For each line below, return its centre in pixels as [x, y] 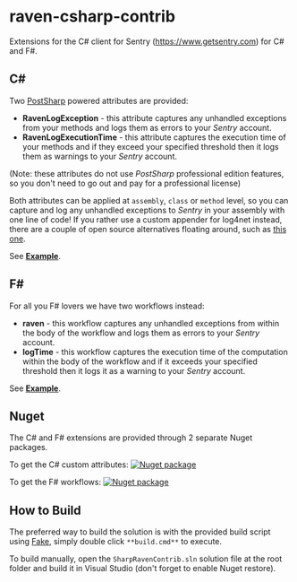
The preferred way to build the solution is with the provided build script [140, 532]
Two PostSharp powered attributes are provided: [99, 100]
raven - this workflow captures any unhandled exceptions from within [151, 323]
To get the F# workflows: [55, 482]
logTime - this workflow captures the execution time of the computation [155, 352]
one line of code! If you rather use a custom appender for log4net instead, [146, 219]
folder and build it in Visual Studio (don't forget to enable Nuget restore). [143, 569]
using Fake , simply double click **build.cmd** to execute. [115, 542]
